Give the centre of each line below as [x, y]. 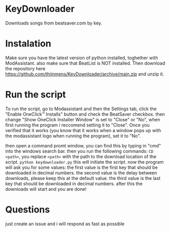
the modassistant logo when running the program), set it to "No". [73, 136]
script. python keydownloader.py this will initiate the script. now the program [84, 162]
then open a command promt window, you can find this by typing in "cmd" [83, 145]
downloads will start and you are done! [46, 189]
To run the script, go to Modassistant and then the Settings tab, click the [81, 109]
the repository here [25, 68]
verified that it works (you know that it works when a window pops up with [83, 130]
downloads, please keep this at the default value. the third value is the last [83, 178]
